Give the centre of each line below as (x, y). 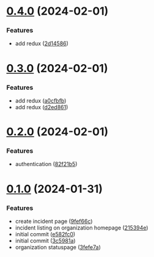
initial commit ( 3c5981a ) (45, 241)
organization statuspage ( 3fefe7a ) (58, 247)
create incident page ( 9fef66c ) (54, 221)
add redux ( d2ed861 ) (42, 107)
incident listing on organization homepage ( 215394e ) (82, 228)
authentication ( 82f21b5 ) (46, 164)
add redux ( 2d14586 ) (42, 43)
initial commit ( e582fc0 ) (45, 234)
